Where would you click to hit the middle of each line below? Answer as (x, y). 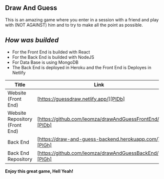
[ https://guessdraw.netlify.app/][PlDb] (81, 99)
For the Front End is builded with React (51, 52)
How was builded (32, 40)
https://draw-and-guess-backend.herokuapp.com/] (99, 139)
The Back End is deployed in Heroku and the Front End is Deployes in (82, 67)
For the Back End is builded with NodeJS (53, 57)
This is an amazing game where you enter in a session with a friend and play (82, 19)
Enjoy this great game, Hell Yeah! (39, 171)
